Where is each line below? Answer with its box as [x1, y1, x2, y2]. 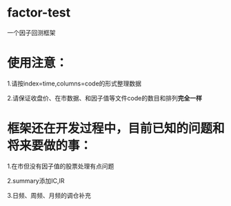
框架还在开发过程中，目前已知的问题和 [7, 121, 225, 136]
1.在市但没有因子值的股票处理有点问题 [7, 162, 114, 170]
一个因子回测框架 [7, 28, 56, 37]
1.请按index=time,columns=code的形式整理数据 [7, 79, 142, 87]
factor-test [7, 5, 71, 21]
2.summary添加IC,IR [7, 176, 65, 185]
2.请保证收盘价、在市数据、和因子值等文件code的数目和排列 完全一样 [7, 94, 202, 102]
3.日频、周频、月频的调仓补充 [7, 191, 92, 199]
